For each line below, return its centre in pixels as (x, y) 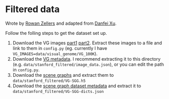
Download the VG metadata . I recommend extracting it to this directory (87, 59)
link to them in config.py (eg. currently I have (60, 48)
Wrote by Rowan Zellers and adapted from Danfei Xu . (61, 23)
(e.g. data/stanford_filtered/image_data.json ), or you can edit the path (88, 64)
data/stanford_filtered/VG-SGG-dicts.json (58, 91)
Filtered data (32, 9)
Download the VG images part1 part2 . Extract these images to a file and (87, 43)
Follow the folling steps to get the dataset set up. (56, 33)
